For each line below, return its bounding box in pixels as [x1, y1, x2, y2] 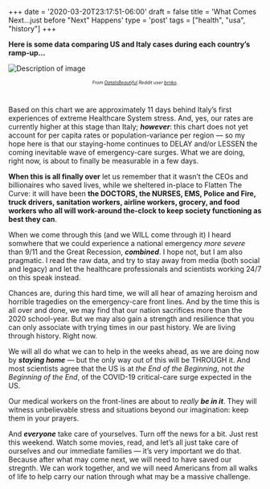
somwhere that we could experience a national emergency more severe [8, 239, 246, 248]
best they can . [8, 215, 58, 224]
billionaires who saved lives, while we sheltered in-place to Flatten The [8, 180, 243, 190]
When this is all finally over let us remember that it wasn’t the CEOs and [8, 172, 248, 181]
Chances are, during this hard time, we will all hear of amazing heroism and [8, 289, 258, 298]
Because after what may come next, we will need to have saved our [8, 454, 232, 464]
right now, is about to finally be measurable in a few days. [8, 156, 199, 166]
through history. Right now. [8, 331, 98, 340]
